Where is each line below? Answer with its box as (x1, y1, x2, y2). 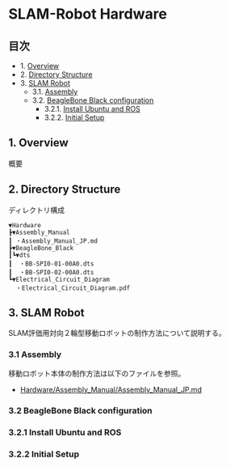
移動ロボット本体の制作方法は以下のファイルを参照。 (8, 368, 186, 378)
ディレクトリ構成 (8, 205, 65, 214)
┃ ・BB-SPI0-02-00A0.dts (8, 268, 94, 276)
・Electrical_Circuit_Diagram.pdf (15, 284, 131, 292)
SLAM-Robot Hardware (8, 5, 168, 23)
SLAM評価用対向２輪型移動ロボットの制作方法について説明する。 (8, 329, 226, 338)
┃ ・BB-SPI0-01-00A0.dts (8, 260, 94, 268)
